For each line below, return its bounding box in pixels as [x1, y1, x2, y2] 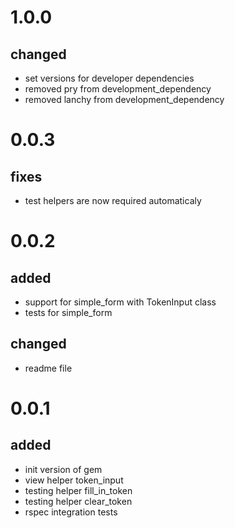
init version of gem [24, 463, 103, 475]
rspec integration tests [24, 506, 118, 518]
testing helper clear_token [24, 495, 133, 507]
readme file [24, 362, 73, 374]
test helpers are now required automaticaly [24, 195, 202, 206]
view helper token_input [24, 474, 124, 486]
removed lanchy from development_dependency [24, 94, 225, 105]
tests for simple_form [24, 307, 113, 318]
